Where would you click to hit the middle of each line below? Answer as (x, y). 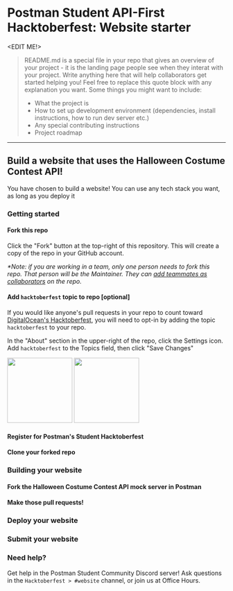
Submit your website (43, 539)
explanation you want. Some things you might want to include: (113, 89)
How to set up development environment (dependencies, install (125, 110)
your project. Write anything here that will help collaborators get (115, 75)
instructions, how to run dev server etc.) (92, 118)
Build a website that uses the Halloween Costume (116, 161)
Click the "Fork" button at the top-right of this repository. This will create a (113, 246)
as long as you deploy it (41, 196)
